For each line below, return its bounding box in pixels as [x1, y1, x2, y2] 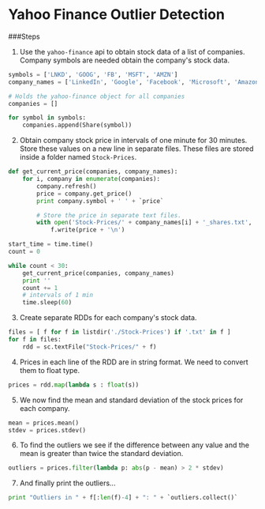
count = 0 [8, 247, 41, 256]
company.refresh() [36, 182, 97, 190]
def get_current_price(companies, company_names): [8, 168, 178, 175]
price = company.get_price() [36, 190, 132, 198]
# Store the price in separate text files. [36, 211, 181, 219]
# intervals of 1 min [22, 291, 93, 300]
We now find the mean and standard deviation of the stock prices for [19, 395, 244, 405]
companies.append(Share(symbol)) [22, 121, 132, 130]
